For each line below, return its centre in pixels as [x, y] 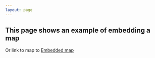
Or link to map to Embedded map [40, 50]
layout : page [19, 10]
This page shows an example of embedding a [78, 31]
